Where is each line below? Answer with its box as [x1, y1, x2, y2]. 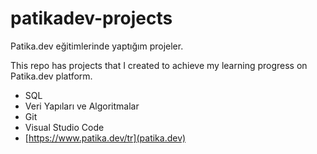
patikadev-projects [10, 7, 173, 30]
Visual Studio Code [24, 121, 105, 133]
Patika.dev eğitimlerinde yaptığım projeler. [10, 40, 184, 52]
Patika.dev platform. [10, 70, 93, 82]
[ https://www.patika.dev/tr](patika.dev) [24, 132, 187, 144]
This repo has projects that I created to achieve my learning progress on [10, 59, 308, 71]
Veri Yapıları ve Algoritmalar [24, 100, 140, 112]
